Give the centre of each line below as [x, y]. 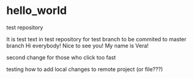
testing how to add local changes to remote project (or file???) [85, 69]
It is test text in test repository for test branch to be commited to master [96, 39]
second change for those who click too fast [61, 57]
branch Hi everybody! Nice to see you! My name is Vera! [78, 46]
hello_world [37, 11]
